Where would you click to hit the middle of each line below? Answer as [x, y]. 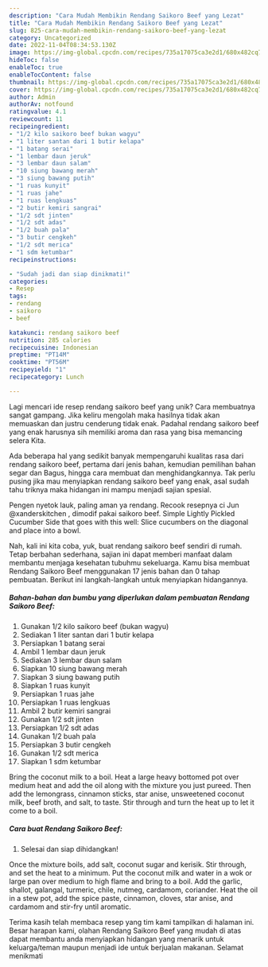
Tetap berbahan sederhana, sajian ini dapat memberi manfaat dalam [121, 554]
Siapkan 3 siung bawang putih [70, 677]
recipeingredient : [39, 126]
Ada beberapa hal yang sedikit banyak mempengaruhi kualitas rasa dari [126, 456]
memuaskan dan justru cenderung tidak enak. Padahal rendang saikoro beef [134, 423]
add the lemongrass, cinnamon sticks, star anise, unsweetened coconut [127, 794]
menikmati [26, 956]
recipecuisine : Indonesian [54, 348]
